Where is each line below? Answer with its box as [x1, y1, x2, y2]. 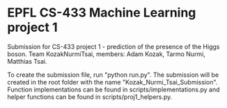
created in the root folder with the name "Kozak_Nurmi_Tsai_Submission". [7, 78, 218, 86]
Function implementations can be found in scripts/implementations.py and [7, 85, 221, 93]
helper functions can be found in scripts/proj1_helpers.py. [7, 92, 173, 101]
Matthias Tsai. [7, 57, 47, 65]
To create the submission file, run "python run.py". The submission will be [7, 71, 219, 79]
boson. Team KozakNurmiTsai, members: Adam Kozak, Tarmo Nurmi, [7, 50, 205, 58]
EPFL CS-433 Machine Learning [7, 5, 196, 21]
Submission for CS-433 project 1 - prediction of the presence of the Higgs [7, 42, 220, 51]
